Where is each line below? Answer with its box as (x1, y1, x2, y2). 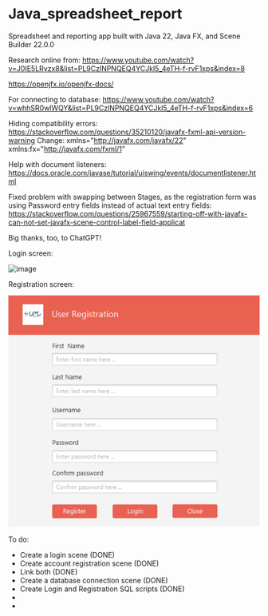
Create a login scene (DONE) (19, 550, 116, 559)
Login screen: (8, 248, 53, 258)
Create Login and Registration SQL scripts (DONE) (19, 584, 185, 594)
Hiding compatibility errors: (8, 118, 98, 128)
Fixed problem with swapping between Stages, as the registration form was (8, 192, 257, 201)
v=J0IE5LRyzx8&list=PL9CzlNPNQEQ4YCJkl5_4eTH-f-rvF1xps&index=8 (8, 63, 246, 73)
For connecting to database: (8, 94, 101, 104)
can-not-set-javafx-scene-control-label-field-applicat (8, 217, 186, 227)
